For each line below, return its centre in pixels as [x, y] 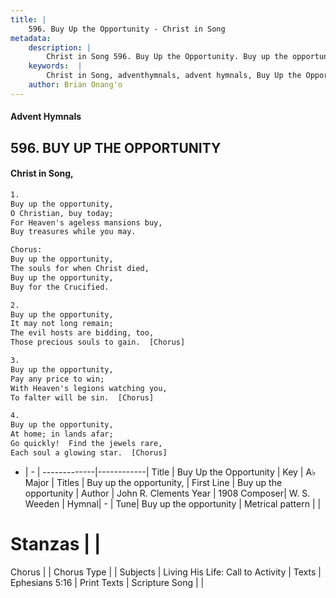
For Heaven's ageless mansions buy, [86, 222]
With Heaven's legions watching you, [89, 388]
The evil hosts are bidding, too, [82, 333]
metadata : [31, 38]
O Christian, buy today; [62, 213]
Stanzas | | [56, 544]
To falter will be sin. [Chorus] [82, 397]
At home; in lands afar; [62, 434]
